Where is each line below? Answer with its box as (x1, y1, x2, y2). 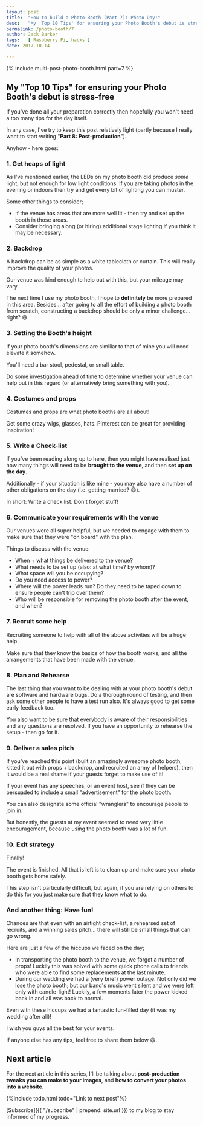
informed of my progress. (6, 1113, 70, 1120)
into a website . (6, 1083, 44, 1090)
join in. (6, 807, 23, 814)
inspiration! (6, 426, 34, 433)
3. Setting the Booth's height (6, 329, 92, 337)
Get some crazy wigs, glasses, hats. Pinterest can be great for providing (6, 419, 186, 427)
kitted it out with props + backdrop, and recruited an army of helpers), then (6, 764, 193, 772)
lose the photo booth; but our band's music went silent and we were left (14, 982, 195, 989)
